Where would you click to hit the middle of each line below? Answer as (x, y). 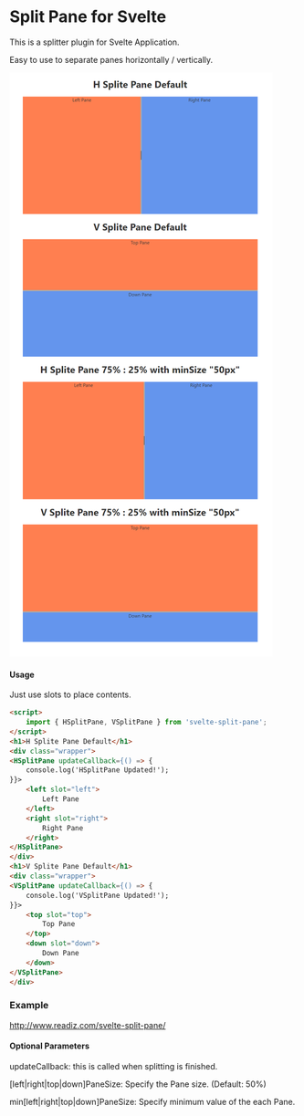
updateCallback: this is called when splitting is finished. (114, 1067)
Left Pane (61, 799)
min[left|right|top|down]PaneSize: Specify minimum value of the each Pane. (152, 1102)
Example (29, 1006)
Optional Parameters (49, 1046)
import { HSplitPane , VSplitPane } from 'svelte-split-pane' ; (147, 723)
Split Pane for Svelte (88, 17)
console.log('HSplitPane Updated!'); (98, 770)
